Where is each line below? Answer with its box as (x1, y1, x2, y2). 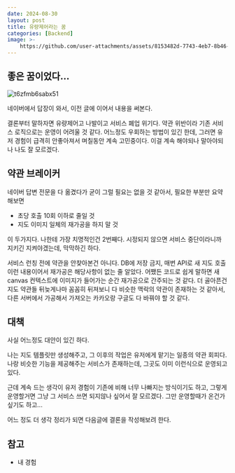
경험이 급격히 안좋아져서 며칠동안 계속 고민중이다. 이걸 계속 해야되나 (14, 136, 199, 144)
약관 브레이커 (7, 167, 61, 179)
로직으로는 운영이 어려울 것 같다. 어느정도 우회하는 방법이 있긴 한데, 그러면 (14, 128, 216, 136)
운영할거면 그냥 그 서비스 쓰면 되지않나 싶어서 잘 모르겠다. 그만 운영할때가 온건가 (7, 392, 226, 400)
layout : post (7, 17, 45, 24)
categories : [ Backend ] (7, 29, 73, 37)
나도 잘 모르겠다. (14, 145, 59, 153)
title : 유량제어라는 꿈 (7, 23, 66, 30)
